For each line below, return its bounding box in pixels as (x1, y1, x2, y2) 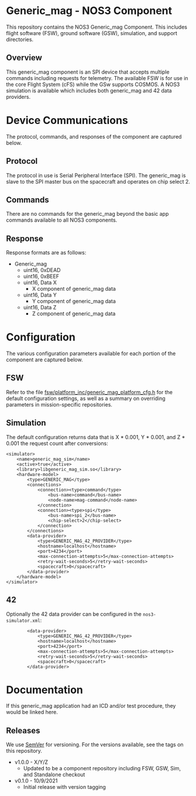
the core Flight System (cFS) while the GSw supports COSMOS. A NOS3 (6, 81, 180, 88)
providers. (6, 93, 31, 100)
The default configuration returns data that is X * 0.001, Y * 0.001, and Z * (6, 433, 185, 440)
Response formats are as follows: (6, 249, 87, 256)
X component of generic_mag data (32, 285, 116, 292)
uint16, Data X (23, 279, 57, 286)
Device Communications (6, 113, 129, 127)
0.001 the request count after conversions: (6, 440, 108, 447)
